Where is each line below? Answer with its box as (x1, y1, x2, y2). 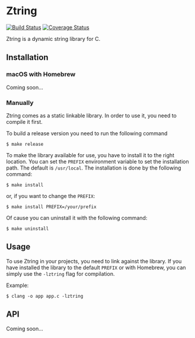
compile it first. (6, 118, 43, 125)
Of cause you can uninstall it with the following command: (6, 214, 148, 221)
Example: (6, 282, 29, 289)
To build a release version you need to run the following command (6, 129, 168, 137)
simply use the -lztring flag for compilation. (6, 270, 115, 277)
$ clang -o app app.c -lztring (6, 293, 84, 299)
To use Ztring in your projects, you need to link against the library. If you (6, 257, 182, 264)
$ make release (6, 141, 44, 147)
